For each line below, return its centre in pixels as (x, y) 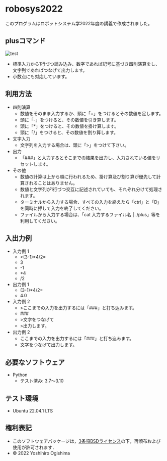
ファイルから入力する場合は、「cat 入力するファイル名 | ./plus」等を (90, 214)
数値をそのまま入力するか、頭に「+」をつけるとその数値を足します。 (92, 113)
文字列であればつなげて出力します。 (50, 70)
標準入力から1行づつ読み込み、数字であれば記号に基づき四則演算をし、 (86, 64)
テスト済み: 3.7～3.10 (42, 381)
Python (20, 375)
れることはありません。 (53, 183)
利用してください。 (40, 221)
